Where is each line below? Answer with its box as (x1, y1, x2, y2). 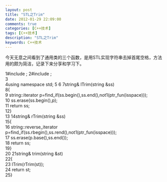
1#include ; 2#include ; (5, 71, 52, 77)
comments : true (5, 21, 37, 27)
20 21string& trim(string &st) (5, 150, 63, 156)
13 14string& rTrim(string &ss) (5, 113, 66, 119)
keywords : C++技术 (5, 40, 42, 45)
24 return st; (5, 166, 31, 172)
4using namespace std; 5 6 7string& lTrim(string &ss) (5, 81, 115, 87)
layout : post (5, 7, 32, 13)
